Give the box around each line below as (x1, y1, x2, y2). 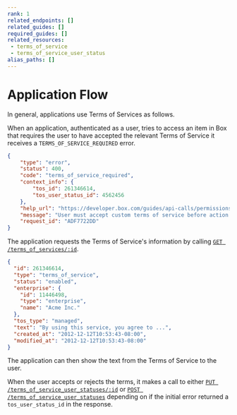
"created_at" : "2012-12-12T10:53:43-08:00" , (13, 330, 147, 337)
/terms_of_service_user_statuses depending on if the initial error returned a (7, 392, 229, 401)
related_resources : (7, 37, 65, 44)
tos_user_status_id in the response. (7, 400, 113, 409)
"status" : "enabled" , (13, 278, 78, 285)
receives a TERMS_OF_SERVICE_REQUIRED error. (7, 138, 136, 147)
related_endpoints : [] (7, 17, 74, 24)
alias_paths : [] (7, 56, 55, 64)
